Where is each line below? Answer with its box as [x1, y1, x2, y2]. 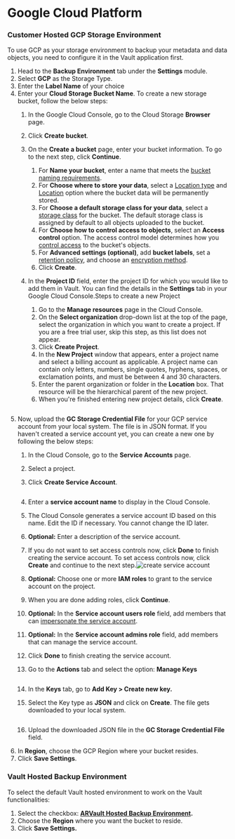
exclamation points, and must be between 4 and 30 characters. [38, 372, 222, 381]
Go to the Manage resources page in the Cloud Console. [38, 306, 203, 314]
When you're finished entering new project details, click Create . [38, 395, 223, 403]
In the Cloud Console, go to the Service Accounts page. [27, 451, 192, 460]
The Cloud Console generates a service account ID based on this [27, 512, 217, 520]
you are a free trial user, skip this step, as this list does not [38, 328, 207, 337]
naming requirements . [38, 174, 102, 182]
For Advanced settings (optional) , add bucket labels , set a [38, 248, 210, 257]
